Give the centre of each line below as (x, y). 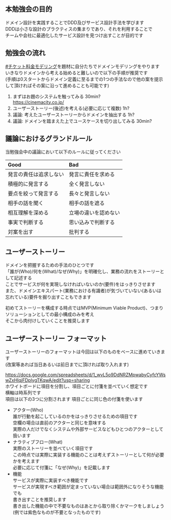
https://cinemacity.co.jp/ (38, 102)
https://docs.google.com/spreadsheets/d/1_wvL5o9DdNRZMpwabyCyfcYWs (85, 375)
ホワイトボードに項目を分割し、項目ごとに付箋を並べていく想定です (77, 386)
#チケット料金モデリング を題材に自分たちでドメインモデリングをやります (82, 66)
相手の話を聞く (26, 203)
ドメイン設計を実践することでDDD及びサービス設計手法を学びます (75, 23)
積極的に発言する (28, 184)
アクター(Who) (28, 410)
